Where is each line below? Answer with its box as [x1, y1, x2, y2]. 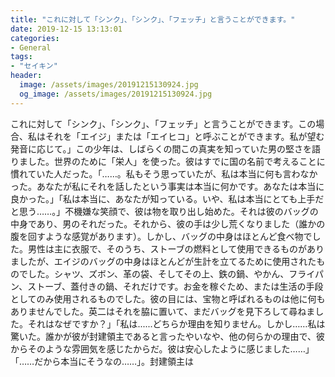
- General [10, 42, 52, 53]
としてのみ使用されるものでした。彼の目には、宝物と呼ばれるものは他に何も [10, 292, 326, 305]
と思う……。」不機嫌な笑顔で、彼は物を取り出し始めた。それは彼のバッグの [10, 205, 319, 217]
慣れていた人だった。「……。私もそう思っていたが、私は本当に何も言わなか [10, 167, 318, 180]
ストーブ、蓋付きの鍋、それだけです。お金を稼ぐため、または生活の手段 [27, 280, 324, 292]
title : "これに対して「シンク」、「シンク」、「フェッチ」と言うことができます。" [10, 14, 296, 25]
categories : [10, 33, 60, 43]
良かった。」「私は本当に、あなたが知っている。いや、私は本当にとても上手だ [10, 192, 325, 205]
